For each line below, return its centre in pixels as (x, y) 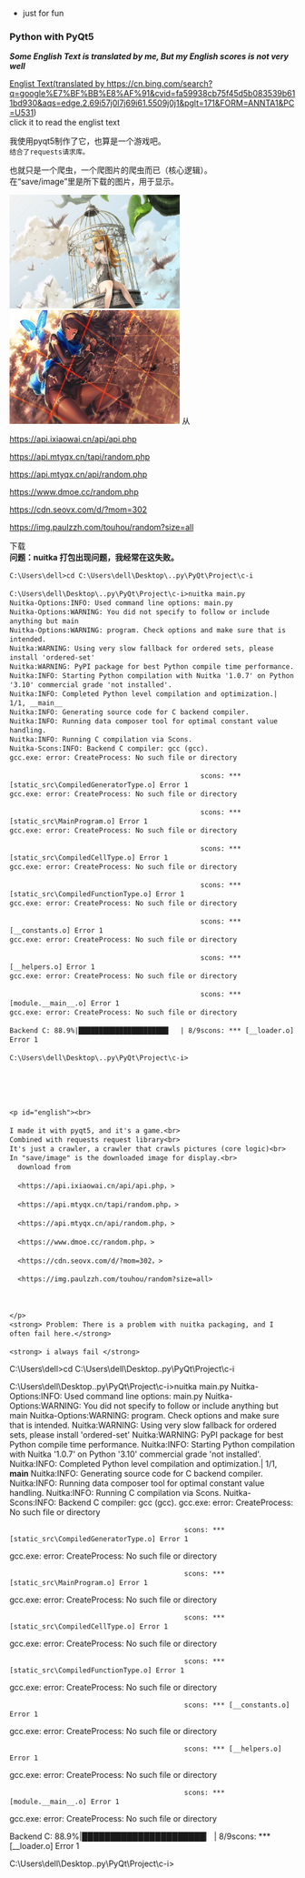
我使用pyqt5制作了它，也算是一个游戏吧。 (88, 141)
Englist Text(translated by (57, 84)
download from (44, 1167)
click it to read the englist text (65, 123)
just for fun (43, 13)
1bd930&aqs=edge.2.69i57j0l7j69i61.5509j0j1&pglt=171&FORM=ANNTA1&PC (152, 103)
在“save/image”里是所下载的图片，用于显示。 (94, 182)
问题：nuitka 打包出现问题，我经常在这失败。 (94, 558)
